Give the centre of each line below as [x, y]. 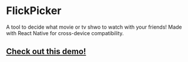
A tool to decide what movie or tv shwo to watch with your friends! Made [94, 27]
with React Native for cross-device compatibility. [65, 33]
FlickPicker [34, 11]
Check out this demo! [46, 52]
